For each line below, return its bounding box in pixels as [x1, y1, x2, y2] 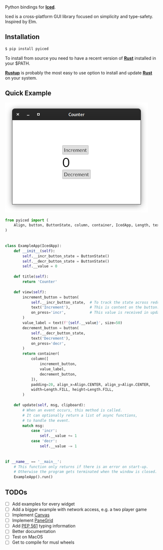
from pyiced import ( [5, 218, 49, 223]
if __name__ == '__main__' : [5, 459, 62, 464]
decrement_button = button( [22, 325, 79, 330]
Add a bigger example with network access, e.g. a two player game [12, 507, 147, 512]
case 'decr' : [31, 438, 57, 444]
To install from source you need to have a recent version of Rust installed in [5, 55, 156, 61]
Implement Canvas [12, 512, 50, 518]
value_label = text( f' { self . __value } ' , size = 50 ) [22, 321, 123, 325]
